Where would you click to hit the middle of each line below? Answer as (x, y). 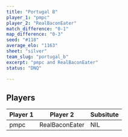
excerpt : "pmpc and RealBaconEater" (52, 62)
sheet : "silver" (27, 51)
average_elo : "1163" (32, 46)
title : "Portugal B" (32, 12)
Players (21, 97)
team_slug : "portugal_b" (37, 57)
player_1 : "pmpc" (28, 18)
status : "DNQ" (24, 68)
